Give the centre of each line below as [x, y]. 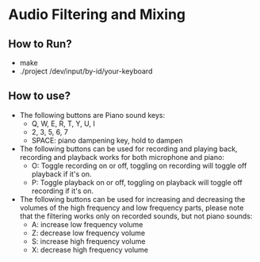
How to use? [40, 96]
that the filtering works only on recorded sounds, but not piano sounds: [136, 216]
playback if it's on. [62, 174]
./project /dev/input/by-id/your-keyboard [86, 71]
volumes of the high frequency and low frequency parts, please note [132, 207]
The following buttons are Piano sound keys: [92, 115]
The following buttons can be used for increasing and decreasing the [132, 199]
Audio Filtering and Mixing [97, 15]
